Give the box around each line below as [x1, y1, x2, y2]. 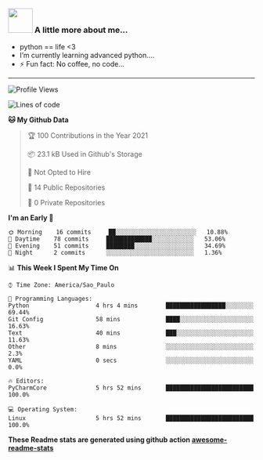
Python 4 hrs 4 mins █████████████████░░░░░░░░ [8, 302, 254, 310]
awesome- [191, 435, 228, 444]
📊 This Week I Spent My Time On [8, 263, 119, 273]
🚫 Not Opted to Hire [27, 168, 92, 177]
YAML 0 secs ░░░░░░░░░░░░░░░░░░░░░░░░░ [8, 357, 254, 364]
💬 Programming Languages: [8, 295, 92, 303]
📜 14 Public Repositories [27, 183, 106, 192]
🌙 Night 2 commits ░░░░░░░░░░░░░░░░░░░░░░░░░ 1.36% [8, 249, 222, 257]
